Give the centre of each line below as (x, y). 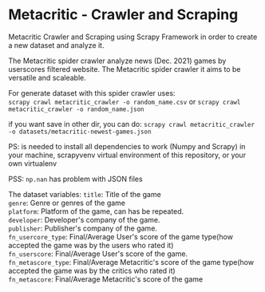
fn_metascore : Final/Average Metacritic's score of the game (106, 279)
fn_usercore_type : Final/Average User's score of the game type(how (121, 236)
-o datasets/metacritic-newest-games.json (80, 132)
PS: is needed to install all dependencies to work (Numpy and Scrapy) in (127, 146)
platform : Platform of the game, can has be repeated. (96, 211)
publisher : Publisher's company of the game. (83, 228)
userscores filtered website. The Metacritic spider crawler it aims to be (125, 69)
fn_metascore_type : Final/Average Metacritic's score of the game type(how (131, 262)
